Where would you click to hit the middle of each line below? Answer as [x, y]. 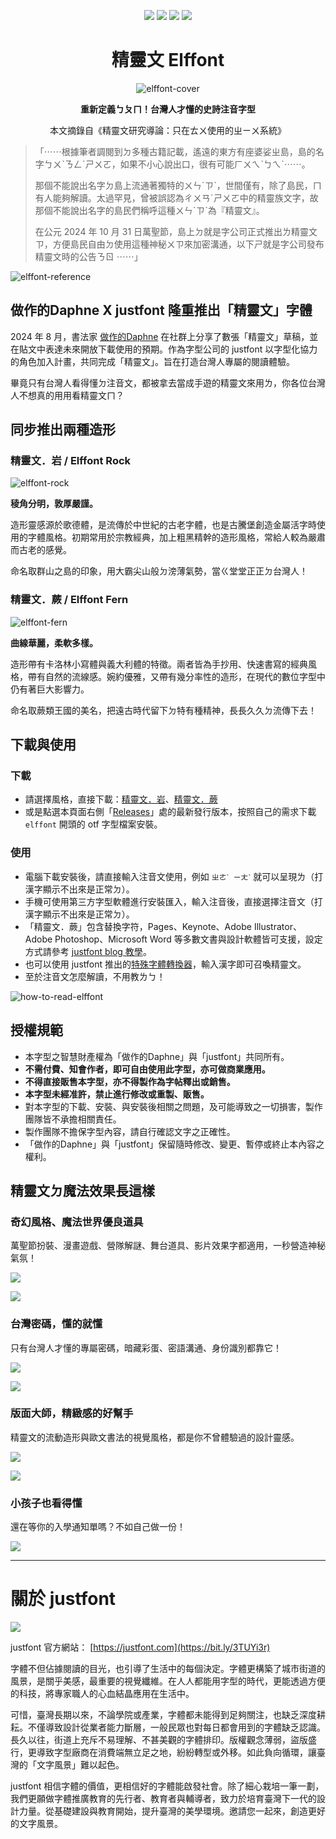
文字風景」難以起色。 [80, 1765]
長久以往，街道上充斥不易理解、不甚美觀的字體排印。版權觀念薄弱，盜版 [159, 1740]
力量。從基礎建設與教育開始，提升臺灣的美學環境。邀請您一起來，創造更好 [172, 1811]
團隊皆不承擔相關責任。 [73, 1119]
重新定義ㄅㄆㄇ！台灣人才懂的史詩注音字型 [168, 109]
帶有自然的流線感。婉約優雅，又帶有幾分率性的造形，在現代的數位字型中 [176, 676]
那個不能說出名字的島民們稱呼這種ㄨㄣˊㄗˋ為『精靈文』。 [149, 210]
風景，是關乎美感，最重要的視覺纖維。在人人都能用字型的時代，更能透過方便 [168, 1681]
